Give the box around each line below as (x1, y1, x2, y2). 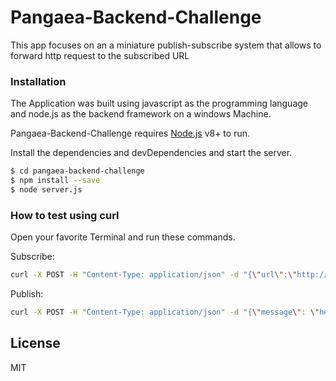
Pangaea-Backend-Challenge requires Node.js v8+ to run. (10, 127, 250, 140)
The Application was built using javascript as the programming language (10, 97, 308, 110)
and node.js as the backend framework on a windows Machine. (10, 108, 272, 120)
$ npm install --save (10, 176, 101, 186)
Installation (10, 74, 67, 88)
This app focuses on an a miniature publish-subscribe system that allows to (10, 39, 322, 51)
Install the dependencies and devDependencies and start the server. (10, 147, 293, 159)
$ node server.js (10, 184, 83, 195)
